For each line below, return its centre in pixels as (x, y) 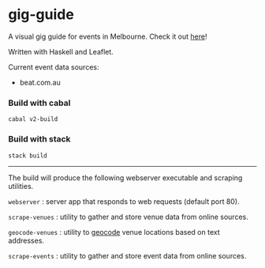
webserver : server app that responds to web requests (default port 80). (124, 201)
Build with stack (39, 139)
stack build (28, 156)
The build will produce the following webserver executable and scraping (125, 177)
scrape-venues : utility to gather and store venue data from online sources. (128, 217)
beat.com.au (40, 82)
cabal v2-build (33, 119)
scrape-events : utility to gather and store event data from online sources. (127, 255)
